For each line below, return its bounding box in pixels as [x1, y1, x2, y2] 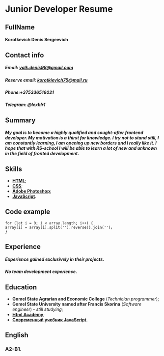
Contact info [5, 51, 44, 59]
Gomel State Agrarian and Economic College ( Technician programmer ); [12, 296, 160, 302]
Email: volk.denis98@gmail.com [5, 65, 74, 71]
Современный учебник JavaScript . [12, 317, 88, 323]
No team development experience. [5, 269, 78, 274]
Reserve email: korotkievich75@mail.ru [5, 77, 88, 83]
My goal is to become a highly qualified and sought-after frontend [5, 130, 143, 136]
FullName [5, 23, 35, 31]
